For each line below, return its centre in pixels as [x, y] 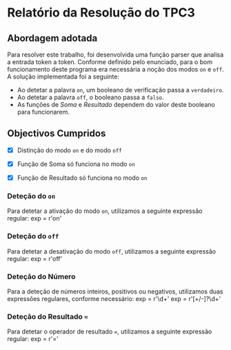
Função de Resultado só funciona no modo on [82, 178]
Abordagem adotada [52, 38]
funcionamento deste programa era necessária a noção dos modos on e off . [115, 69]
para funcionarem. [43, 112]
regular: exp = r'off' [35, 258]
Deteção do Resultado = [48, 316]
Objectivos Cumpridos [57, 133]
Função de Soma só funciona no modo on [76, 164]
